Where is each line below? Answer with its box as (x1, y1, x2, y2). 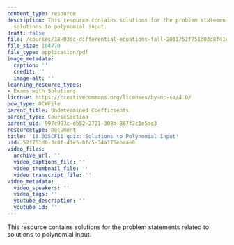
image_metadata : (7, 56, 54, 62)
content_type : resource (7, 10, 77, 17)
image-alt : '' (13, 74, 54, 82)
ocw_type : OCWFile (7, 101, 61, 108)
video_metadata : (7, 178, 54, 185)
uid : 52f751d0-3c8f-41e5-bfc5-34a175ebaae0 (7, 140, 136, 146)
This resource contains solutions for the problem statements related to (7, 223, 210, 231)
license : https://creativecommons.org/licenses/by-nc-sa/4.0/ (7, 94, 192, 101)
